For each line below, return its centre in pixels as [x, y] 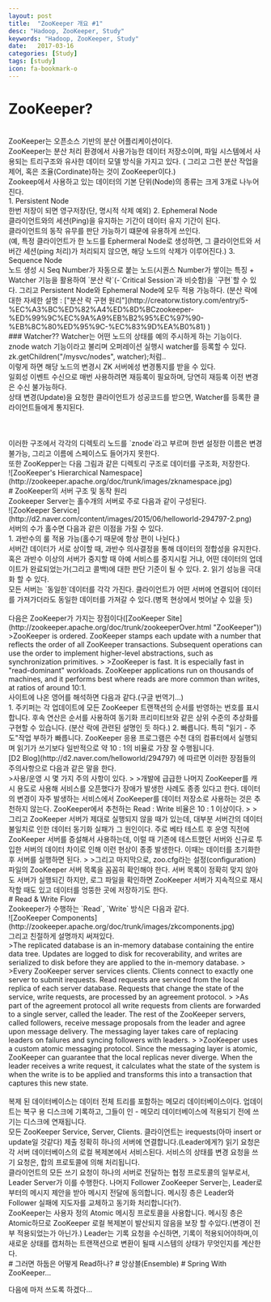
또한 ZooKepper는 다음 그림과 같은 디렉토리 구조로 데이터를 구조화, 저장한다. [129, 463]
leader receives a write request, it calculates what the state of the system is [134, 1066]
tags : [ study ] [32, 62]
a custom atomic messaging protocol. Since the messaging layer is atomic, [133, 1048]
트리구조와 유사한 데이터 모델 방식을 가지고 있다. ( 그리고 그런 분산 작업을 [144, 161]
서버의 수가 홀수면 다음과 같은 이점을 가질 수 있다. [86, 528]
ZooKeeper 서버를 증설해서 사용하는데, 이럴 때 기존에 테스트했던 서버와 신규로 [131, 839]
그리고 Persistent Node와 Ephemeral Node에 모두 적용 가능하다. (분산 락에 [138, 290]
